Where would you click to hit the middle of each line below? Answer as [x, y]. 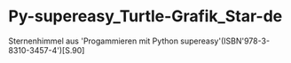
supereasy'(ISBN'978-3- [225, 41]
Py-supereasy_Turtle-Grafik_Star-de [145, 16]
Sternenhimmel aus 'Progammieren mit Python [94, 41]
